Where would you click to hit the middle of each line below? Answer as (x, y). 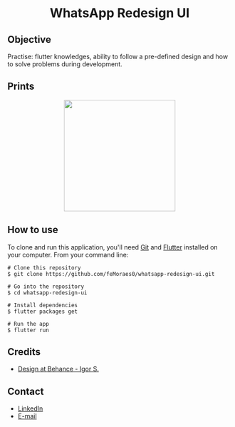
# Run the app (28, 324)
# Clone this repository (44, 268)
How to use (33, 230)
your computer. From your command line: (68, 254)
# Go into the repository (46, 287)
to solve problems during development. (65, 64)
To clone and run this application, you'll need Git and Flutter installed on (113, 247)
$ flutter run (28, 330)
